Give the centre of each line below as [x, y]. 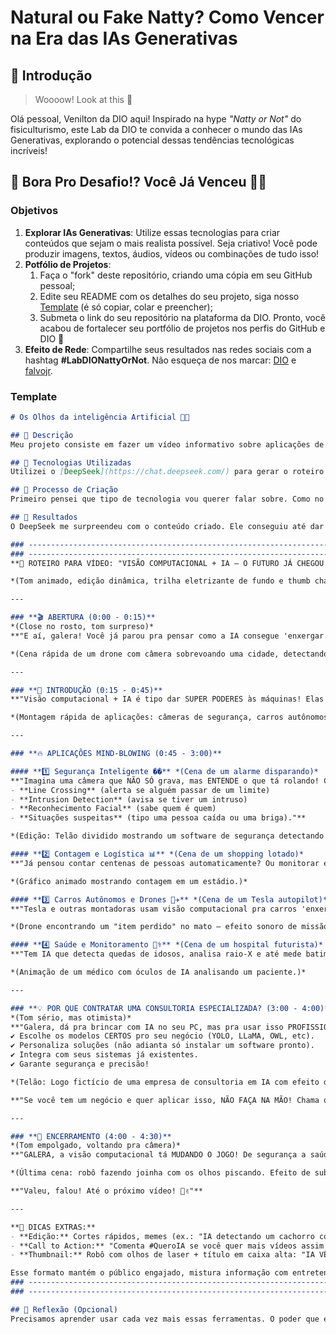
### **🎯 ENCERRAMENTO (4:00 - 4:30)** [91, 1136]
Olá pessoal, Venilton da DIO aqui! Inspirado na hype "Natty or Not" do [156, 119]
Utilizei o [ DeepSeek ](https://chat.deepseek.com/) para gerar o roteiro [167, 472]
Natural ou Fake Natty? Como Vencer [167, 17]
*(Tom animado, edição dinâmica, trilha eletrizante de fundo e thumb [160, 581]
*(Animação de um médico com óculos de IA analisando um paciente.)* [158, 972]
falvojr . [38, 370]
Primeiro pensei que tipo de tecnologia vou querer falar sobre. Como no [167, 499]
